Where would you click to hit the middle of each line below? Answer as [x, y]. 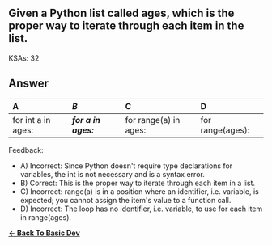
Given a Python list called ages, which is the [121, 13]
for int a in [32, 120]
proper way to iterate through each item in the [126, 26]
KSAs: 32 [24, 58]
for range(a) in [153, 120]
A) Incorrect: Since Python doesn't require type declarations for [126, 166]
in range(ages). [45, 217]
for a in [86, 120]
